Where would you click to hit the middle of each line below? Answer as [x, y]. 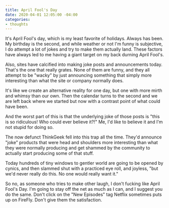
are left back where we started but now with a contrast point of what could [83, 101]
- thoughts [17, 24]
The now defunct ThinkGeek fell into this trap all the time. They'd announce [84, 137]
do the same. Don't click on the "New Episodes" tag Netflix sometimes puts [84, 195]
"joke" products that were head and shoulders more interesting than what [81, 143]
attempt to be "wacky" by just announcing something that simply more [79, 75]
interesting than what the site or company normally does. [65, 81]
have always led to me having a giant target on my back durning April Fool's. [84, 55]
